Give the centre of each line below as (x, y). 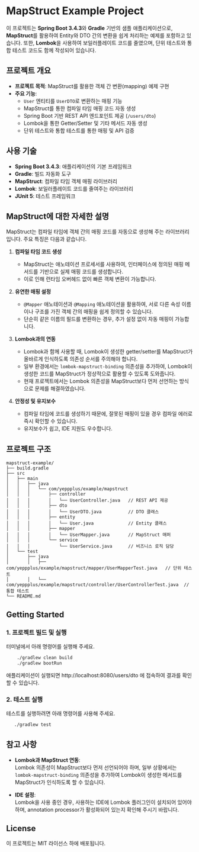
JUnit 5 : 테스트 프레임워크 (45, 196)
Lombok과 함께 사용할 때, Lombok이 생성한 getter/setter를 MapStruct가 (108, 352)
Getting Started (35, 614)
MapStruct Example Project (75, 11)
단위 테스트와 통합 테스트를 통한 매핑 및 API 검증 (79, 130)
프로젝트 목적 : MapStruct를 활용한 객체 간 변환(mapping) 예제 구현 (92, 86)
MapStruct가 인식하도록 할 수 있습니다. (60, 782)
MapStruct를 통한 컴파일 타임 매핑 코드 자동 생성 (80, 108)
